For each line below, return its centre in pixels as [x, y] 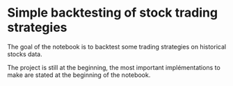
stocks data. [25, 54]
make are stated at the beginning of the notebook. [79, 75]
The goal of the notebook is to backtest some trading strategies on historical [117, 46]
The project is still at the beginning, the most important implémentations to [114, 67]
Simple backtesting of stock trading [112, 13]
